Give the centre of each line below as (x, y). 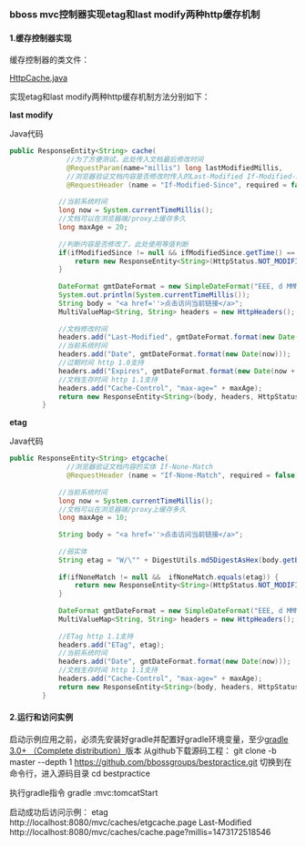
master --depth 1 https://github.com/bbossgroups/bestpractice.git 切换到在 (151, 761)
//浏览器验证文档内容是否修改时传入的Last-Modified (155, 176)
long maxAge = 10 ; (93, 518)
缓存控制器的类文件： (49, 60)
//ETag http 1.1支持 (96, 636)
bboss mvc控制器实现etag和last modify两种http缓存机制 (135, 14)
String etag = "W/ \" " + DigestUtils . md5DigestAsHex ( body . (170, 560)
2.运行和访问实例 (41, 718)
